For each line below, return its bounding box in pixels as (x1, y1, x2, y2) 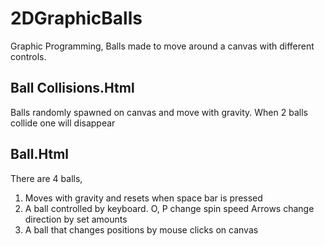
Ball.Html (10, 146, 70, 163)
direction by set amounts (24, 213, 128, 225)
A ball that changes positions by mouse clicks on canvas (24, 223, 259, 236)
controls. (10, 50, 47, 62)
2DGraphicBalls (10, 7, 143, 30)
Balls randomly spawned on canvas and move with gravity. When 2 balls (10, 106, 308, 118)
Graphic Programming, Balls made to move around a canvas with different (10, 40, 315, 52)
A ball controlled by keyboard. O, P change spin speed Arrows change (24, 202, 315, 214)
